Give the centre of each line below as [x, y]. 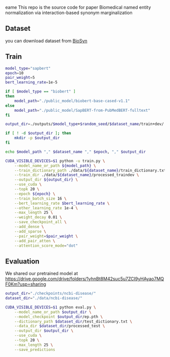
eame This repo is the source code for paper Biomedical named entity [78, 7]
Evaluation [22, 261]
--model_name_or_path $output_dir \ [53, 312]
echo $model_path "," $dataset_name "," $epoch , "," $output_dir [75, 152]
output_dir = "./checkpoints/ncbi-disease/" [51, 294]
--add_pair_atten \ [35, 241]
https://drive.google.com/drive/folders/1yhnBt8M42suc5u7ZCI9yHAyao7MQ [85, 279]
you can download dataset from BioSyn [46, 40]
